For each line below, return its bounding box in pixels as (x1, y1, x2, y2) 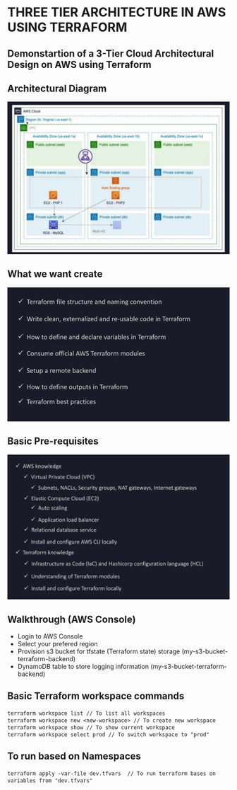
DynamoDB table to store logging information (17, 663, 150, 671)
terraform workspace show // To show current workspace (7, 723, 175, 731)
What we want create (7, 268, 103, 280)
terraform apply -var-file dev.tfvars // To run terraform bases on (7, 769, 217, 777)
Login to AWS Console (17, 632, 83, 641)
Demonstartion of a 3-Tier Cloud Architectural (7, 47, 214, 59)
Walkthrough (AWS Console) (7, 613, 136, 625)
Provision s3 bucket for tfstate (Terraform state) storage (17, 647, 181, 656)
